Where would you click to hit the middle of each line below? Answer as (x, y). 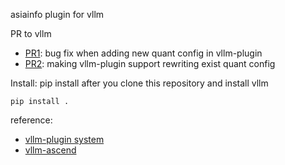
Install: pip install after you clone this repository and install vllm (139, 83)
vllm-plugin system (64, 139)
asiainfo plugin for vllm (57, 14)
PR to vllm (31, 33)
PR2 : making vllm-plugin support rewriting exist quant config (150, 63)
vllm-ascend (50, 150)
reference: (31, 120)
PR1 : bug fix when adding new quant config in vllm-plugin (143, 53)
